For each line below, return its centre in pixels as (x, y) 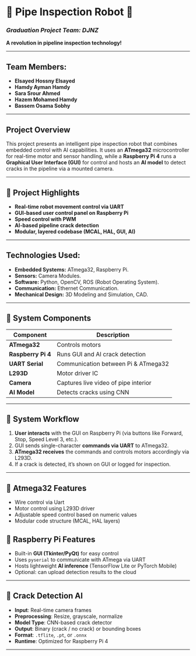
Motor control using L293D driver (55, 509)
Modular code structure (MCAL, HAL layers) (67, 521)
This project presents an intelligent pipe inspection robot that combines (92, 144)
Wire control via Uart (39, 502)
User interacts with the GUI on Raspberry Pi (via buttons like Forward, (99, 433)
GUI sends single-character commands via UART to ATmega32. (92, 446)
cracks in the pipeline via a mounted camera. (60, 169)
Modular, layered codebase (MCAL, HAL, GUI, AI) (75, 231)
